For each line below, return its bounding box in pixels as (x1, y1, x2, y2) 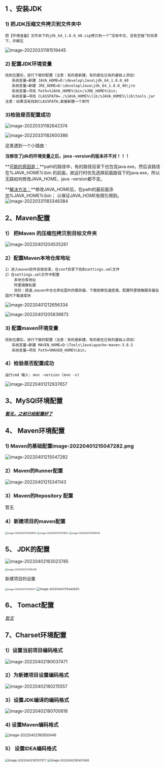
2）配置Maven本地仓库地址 (5, 254, 70, 261)
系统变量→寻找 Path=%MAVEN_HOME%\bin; (11, 348, 87, 353)
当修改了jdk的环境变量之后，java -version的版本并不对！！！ (5, 153, 130, 159)
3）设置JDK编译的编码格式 (5, 696, 69, 703)
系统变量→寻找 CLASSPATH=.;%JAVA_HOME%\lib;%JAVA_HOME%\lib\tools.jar (11, 93, 155, 99)
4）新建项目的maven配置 (5, 518, 66, 525)
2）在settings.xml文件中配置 (5, 272, 60, 278)
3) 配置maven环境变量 (5, 325, 59, 332)
